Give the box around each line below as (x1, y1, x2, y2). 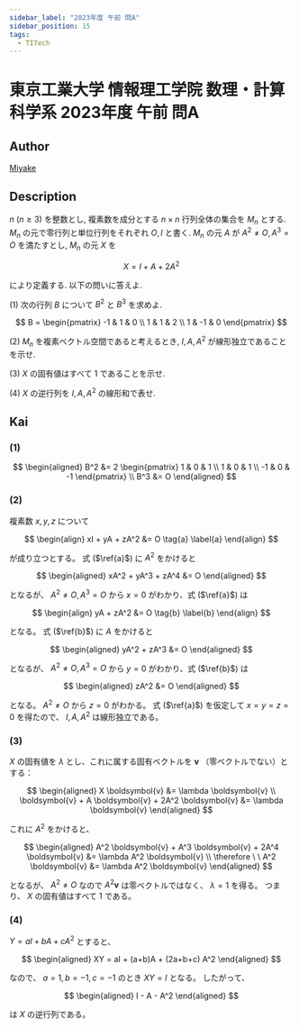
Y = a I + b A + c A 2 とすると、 (9, 934, 116, 947)
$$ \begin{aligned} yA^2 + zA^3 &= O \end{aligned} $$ (49, 643, 254, 654)
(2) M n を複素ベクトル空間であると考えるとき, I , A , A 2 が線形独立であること (9, 334, 287, 349)
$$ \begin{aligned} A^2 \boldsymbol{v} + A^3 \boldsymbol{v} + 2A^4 (23, 842, 279, 852)
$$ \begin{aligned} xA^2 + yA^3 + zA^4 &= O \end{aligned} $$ (35, 570, 267, 581)
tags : (9, 30, 30, 39)
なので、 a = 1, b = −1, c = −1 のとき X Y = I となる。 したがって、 (9, 972, 250, 983)
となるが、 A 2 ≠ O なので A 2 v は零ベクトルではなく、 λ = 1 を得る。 (9, 878, 263, 890)
